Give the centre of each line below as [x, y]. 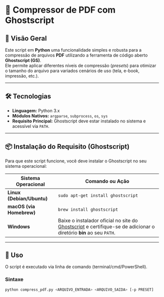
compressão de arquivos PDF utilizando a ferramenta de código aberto [76, 55]
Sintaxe [14, 279]
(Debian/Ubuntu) [28, 198]
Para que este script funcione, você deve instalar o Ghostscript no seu [76, 161]
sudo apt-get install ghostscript [98, 195]
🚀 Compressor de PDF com [60, 10]
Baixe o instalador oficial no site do [98, 220]
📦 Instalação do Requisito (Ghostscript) [67, 147]
